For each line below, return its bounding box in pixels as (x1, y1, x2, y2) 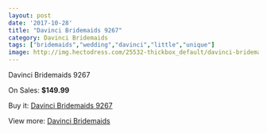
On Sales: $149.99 (8, 85, 70, 95)
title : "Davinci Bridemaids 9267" (8, 26, 123, 34)
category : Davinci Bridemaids (8, 33, 109, 42)
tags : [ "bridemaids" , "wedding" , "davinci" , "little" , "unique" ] (8, 41, 215, 49)
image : (8, 48, 30, 56)
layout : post (8, 11, 52, 20)
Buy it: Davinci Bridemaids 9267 (8, 101, 113, 110)
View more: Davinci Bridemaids (8, 116, 110, 125)
